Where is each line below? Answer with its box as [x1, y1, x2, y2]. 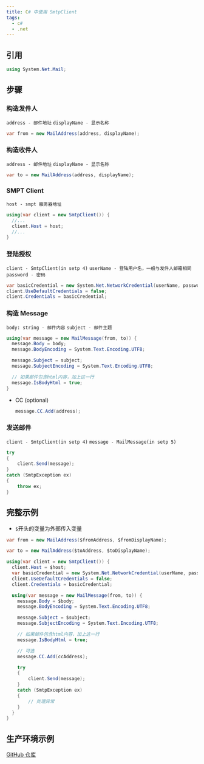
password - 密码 [6, 272, 46, 278]
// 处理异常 [28, 698, 55, 704]
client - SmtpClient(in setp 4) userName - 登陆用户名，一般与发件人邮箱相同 [6, 265, 192, 271]
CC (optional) [15, 396, 49, 404]
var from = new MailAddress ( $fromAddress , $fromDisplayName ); [6, 537, 167, 543]
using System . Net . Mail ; [6, 66, 67, 73]
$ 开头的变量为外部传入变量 [15, 525, 82, 532]
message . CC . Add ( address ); [15, 408, 81, 414]
